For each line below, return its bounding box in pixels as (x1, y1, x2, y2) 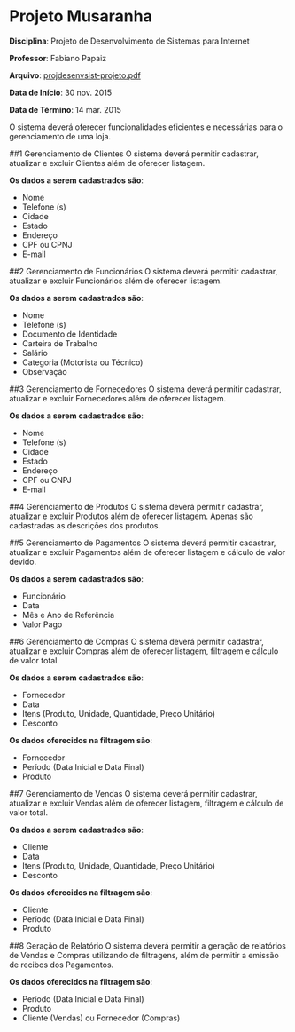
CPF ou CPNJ (21, 239, 73, 250)
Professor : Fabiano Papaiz (9, 52, 107, 63)
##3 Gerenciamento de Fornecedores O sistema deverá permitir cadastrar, (9, 384, 282, 394)
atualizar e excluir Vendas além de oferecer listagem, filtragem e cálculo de (9, 798, 284, 808)
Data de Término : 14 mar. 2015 (9, 104, 122, 115)
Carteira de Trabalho (21, 337, 98, 348)
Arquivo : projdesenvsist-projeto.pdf (9, 69, 142, 81)
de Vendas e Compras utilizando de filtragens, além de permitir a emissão (9, 949, 279, 960)
